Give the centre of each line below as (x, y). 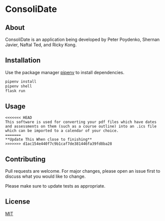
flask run (15, 91)
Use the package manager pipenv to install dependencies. (65, 72)
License (18, 202)
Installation (23, 60)
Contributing (25, 159)
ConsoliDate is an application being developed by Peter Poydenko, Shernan (82, 39)
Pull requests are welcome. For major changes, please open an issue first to (83, 171)
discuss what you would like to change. (45, 176)
